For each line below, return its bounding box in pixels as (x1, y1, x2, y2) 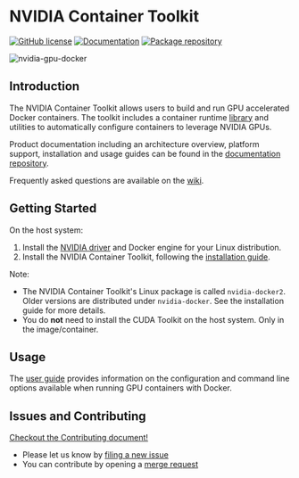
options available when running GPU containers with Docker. (9, 383, 232, 393)
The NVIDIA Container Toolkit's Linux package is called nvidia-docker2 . (21, 285, 287, 296)
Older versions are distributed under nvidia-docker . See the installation (21, 295, 284, 306)
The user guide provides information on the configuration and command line (9, 373, 290, 384)
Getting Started (9, 201, 97, 216)
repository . (9, 158, 49, 169)
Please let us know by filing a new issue (21, 449, 170, 460)
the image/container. (21, 324, 99, 334)
